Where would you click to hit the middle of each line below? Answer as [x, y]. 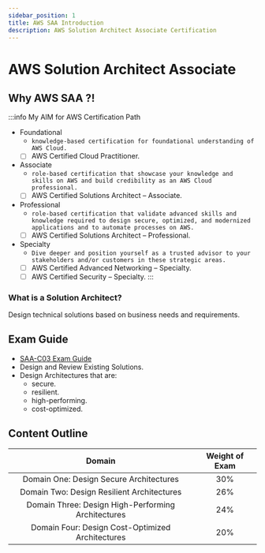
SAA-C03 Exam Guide [56, 358]
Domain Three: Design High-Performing [101, 504]
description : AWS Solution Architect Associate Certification [112, 30]
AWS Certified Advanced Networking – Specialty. [111, 267]
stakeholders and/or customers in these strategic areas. [129, 260]
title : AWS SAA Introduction [56, 23]
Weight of [225, 456]
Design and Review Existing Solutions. [82, 367]
